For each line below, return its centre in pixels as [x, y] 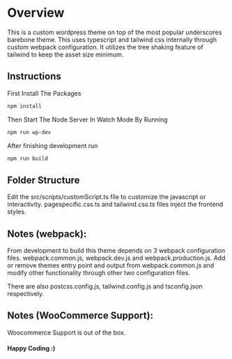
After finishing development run [53, 145]
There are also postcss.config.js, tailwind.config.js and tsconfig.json [105, 286]
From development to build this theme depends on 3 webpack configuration [116, 250]
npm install [24, 106]
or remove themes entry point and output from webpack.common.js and [111, 265]
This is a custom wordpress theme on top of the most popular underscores [115, 32]
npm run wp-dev [29, 132]
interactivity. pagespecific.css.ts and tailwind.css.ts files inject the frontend [115, 205]
